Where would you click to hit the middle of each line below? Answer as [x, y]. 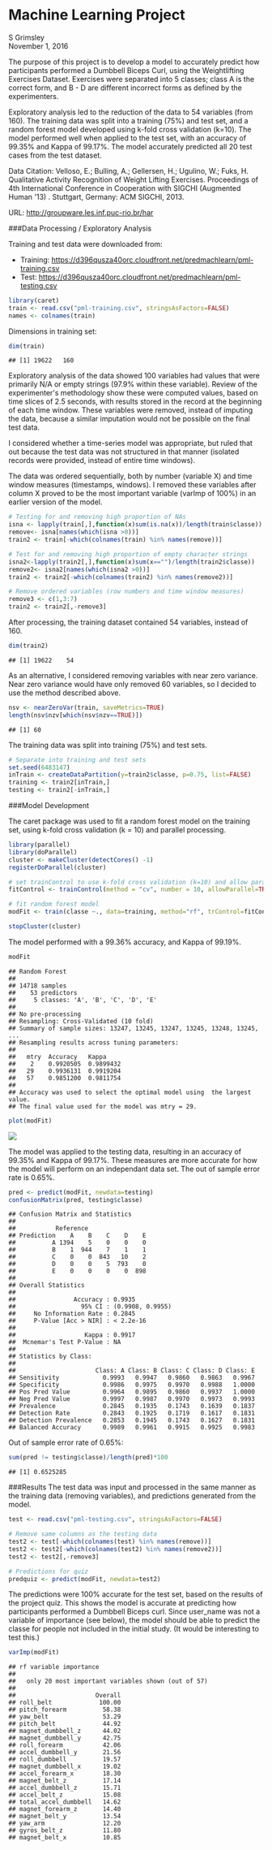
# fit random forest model [54, 904]
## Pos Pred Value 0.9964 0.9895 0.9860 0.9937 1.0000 [132, 1392]
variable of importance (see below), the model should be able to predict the [134, 1620]
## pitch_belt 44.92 [65, 1724]
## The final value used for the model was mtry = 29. [103, 1106]
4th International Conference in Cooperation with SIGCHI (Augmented [125, 188]
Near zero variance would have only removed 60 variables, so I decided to [132, 684]
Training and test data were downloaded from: [86, 244]
